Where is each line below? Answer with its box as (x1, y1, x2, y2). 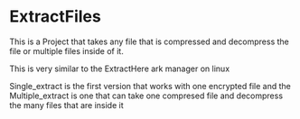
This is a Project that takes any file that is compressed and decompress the (9, 36, 289, 47)
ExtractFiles (9, 6, 101, 27)
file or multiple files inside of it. (9, 45, 124, 56)
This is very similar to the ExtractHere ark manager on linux (9, 63, 230, 74)
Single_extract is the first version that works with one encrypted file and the (9, 80, 291, 91)
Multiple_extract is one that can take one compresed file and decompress (9, 90, 283, 101)
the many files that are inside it (9, 99, 124, 110)
